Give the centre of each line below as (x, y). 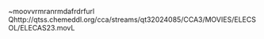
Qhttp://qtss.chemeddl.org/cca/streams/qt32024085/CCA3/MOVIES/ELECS (132, 19)
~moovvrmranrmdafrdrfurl (52, 11)
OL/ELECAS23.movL (42, 28)
